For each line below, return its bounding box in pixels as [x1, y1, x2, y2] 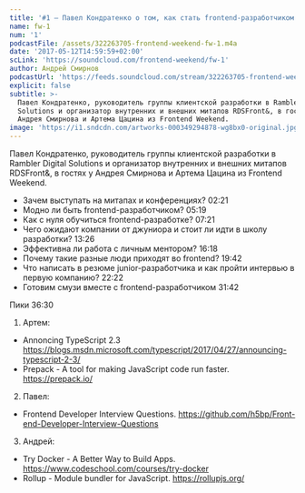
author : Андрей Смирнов [9, 65, 100, 74]
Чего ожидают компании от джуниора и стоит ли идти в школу [22, 224, 268, 235]
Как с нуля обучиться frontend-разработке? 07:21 [22, 215, 215, 225]
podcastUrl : [9, 73, 54, 82]
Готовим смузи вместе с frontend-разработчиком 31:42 [22, 282, 240, 292]
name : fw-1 [9, 22, 51, 31]
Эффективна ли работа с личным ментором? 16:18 [22, 243, 218, 254]
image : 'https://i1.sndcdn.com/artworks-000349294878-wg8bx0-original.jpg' [9, 124, 302, 133]
